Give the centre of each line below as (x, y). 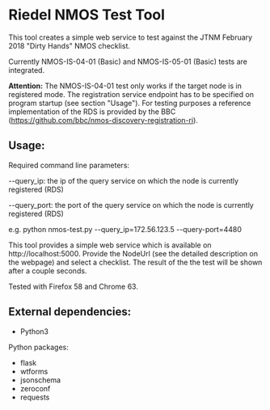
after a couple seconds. (48, 271)
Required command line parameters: (69, 165)
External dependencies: (70, 312)
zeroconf (35, 388)
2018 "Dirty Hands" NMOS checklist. (70, 45)
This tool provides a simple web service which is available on (110, 245)
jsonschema (40, 380)
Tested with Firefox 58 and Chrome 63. (74, 286)
